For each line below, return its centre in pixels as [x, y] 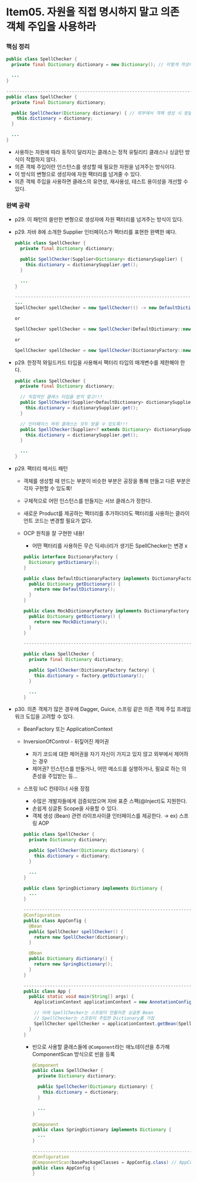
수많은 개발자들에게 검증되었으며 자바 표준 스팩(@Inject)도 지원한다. [110, 801]
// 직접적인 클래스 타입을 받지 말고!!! [61, 397]
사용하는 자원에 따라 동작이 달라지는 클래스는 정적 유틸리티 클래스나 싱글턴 [99, 152]
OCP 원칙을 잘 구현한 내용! [54, 533]
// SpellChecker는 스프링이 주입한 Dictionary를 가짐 [94, 1018]
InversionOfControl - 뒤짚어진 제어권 [66, 742]
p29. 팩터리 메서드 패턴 [41, 469]
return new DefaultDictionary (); [75, 589]
